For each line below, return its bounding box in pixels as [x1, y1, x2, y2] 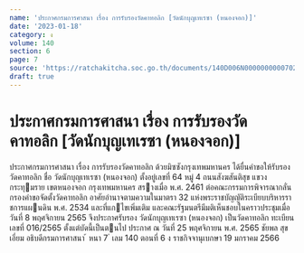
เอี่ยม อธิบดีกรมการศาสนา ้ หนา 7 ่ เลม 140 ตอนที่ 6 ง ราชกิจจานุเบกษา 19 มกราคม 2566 [9, 232, 280, 243]
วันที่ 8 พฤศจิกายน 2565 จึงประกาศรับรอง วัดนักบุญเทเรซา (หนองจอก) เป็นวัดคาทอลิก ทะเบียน [9, 211, 295, 222]
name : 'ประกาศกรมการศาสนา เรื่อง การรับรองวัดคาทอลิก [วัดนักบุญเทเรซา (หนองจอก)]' [9, 13, 258, 23]
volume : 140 [9, 38, 54, 48]
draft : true [9, 72, 54, 81]
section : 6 [9, 47, 51, 56]
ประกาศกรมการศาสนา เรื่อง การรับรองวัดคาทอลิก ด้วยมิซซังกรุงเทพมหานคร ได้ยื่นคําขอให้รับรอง [9, 161, 291, 172]
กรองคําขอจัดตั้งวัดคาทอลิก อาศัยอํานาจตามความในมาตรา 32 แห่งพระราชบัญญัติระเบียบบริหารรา [9, 192, 292, 202]
